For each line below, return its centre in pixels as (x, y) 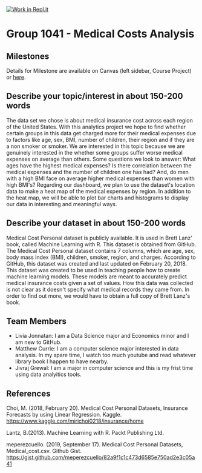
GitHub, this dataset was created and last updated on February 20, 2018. (97, 263)
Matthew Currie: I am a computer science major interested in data (97, 349)
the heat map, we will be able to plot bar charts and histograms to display (98, 198)
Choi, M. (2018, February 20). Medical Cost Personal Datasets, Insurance (97, 408)
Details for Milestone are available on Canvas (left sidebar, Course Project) (99, 71)
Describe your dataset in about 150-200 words (96, 223)
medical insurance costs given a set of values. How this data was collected (100, 283)
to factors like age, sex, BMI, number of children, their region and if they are (100, 139)
